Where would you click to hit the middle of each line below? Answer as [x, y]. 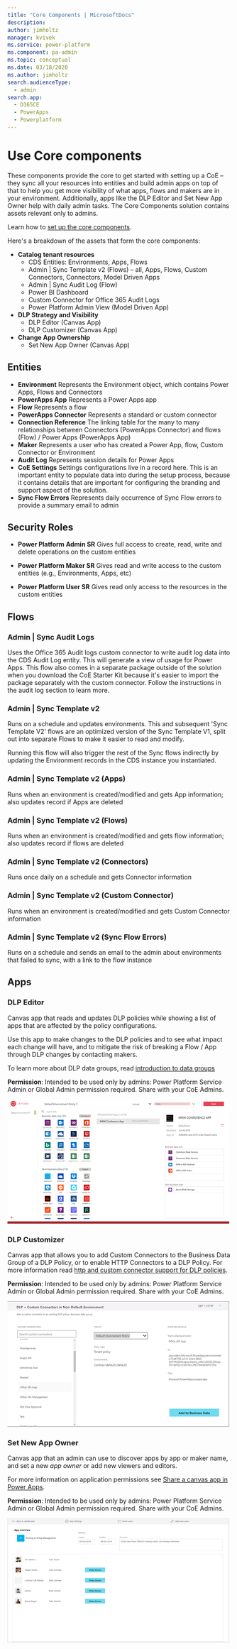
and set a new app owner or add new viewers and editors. [92, 1466]
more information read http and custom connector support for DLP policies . [118, 1270]
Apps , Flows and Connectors [60, 392]
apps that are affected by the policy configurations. [82, 1025]
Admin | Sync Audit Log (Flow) [73, 285]
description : [27, 22]
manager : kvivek [31, 38]
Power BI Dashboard [58, 292]
